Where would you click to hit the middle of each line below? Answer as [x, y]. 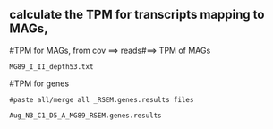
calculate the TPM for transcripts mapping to [137, 15]
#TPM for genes [39, 83]
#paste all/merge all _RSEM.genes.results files [102, 99]
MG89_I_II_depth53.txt [51, 66]
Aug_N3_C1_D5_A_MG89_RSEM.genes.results [86, 116]
